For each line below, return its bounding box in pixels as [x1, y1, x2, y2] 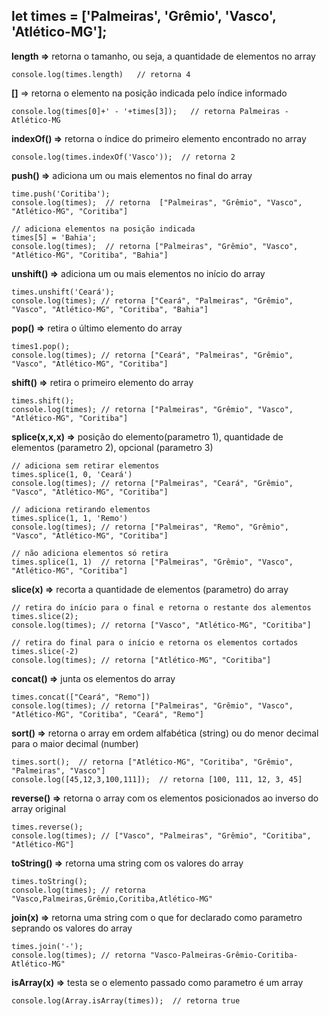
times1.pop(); [11, 341, 71, 351]
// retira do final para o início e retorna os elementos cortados [11, 637, 299, 648]
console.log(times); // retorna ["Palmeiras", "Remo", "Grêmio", [11, 522, 289, 532]
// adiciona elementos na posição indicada [11, 224, 196, 234]
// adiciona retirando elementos [11, 504, 151, 514]
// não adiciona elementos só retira [11, 548, 169, 558]
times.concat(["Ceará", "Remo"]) [11, 692, 151, 702]
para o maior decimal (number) [11, 737, 139, 749]
